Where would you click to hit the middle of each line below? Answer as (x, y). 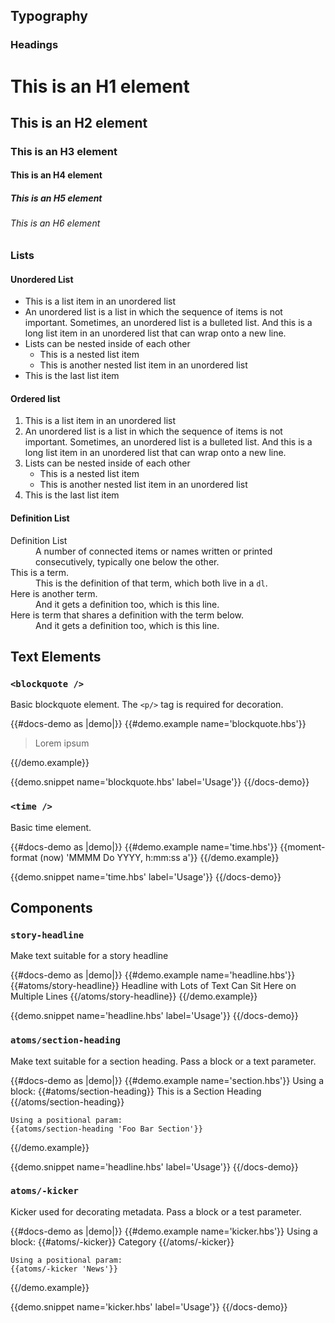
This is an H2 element (79, 122)
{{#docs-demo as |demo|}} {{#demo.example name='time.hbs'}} (144, 846)
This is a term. (39, 572)
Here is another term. (54, 593)
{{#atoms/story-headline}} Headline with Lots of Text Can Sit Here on (153, 986)
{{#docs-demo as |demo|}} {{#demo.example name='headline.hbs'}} (153, 975)
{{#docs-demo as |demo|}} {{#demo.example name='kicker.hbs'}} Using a (164, 1231)
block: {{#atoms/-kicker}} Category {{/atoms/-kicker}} (122, 1241)
